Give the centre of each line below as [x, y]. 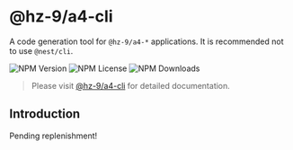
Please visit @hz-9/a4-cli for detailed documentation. [131, 85]
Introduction [45, 114]
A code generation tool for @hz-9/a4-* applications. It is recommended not [147, 41]
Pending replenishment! [53, 136]
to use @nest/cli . [41, 50]
